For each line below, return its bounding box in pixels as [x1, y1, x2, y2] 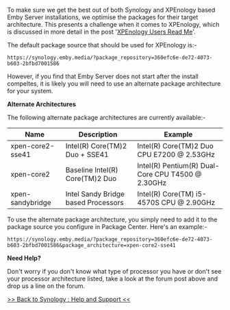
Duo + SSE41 [65, 150, 109, 159]
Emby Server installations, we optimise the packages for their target [7, 13, 199, 21]
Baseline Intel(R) [65, 165, 118, 174]
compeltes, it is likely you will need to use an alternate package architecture [7, 80, 221, 88]
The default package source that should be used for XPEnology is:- [7, 41, 197, 49]
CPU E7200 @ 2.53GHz [136, 150, 216, 159]
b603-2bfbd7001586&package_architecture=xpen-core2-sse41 [7, 242, 176, 249]
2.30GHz [136, 178, 167, 187]
